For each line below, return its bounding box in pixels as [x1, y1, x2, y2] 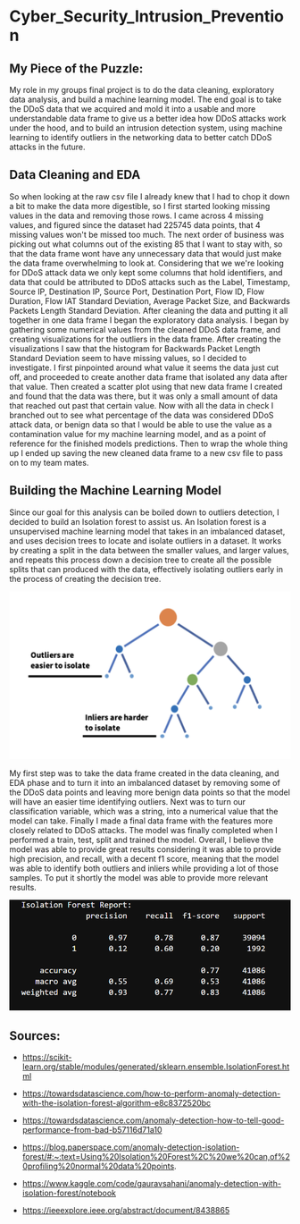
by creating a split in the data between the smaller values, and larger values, [9, 544, 290, 555]
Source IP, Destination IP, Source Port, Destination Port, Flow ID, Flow [9, 286, 265, 297]
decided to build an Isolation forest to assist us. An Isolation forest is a [9, 516, 267, 527]
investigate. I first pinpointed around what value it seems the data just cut [9, 362, 279, 373]
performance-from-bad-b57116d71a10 [21, 1125, 162, 1135]
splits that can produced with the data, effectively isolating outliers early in [9, 563, 284, 574]
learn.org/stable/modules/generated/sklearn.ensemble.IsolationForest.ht [21, 1061, 290, 1072]
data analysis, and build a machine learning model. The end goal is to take [9, 94, 282, 105]
